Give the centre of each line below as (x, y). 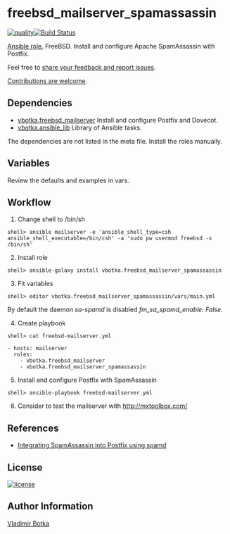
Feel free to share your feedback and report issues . (82, 67)
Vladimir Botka (28, 523)
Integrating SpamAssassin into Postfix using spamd (92, 445)
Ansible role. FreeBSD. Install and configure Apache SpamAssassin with (111, 46)
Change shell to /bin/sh (51, 219)
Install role (32, 258)
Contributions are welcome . (47, 81)
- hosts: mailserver (38, 349)
